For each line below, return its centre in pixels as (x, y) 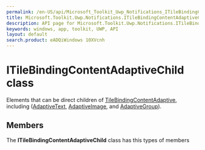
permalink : (20, 12)
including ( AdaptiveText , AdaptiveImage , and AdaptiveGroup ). (84, 106)
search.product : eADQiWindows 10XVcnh (56, 40)
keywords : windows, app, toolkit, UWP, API (63, 29)
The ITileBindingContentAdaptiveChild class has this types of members (98, 140)
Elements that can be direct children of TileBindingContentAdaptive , (92, 100)
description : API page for (41, 23)
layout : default (27, 35)
